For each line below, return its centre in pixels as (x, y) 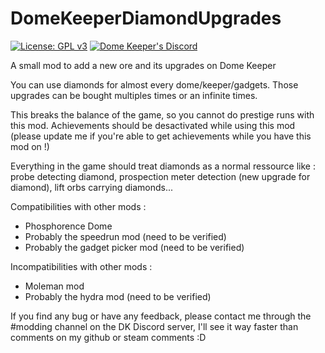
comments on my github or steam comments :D (108, 337)
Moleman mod (54, 286)
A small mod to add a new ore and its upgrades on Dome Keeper (143, 65)
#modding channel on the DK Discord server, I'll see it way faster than (154, 326)
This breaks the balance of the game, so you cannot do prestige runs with (162, 114)
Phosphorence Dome (68, 226)
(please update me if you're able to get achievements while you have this (161, 136)
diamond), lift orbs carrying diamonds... (92, 187)
